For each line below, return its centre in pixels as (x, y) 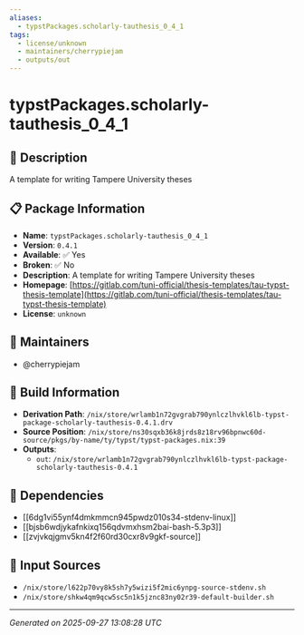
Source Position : (54, 432)
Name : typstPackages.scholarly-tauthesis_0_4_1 (115, 235)
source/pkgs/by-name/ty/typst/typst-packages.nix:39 (124, 441)
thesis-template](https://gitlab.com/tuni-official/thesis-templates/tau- (152, 294)
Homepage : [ (47, 284)
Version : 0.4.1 (50, 245)
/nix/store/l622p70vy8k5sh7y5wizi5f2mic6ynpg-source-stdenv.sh (144, 588)
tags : (19, 34)
